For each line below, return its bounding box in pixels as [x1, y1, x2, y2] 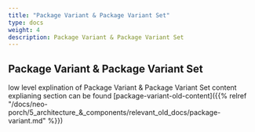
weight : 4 [8, 26, 41, 34]
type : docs [8, 19, 44, 27]
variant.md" [8, 116, 46, 126]
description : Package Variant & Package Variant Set [8, 33, 184, 41]
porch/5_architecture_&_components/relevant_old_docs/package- [8, 108, 221, 117]
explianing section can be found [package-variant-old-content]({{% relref [8, 91, 247, 101]
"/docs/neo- [8, 99, 49, 109]
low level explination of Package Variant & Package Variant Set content [8, 83, 237, 92]
